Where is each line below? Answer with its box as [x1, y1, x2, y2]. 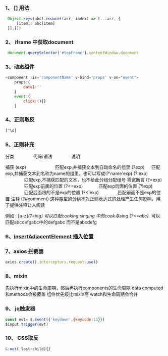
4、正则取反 [5, 116, 35, 123]
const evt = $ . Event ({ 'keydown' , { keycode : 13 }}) [5, 317, 105, 322]
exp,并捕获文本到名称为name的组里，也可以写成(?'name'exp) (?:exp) [5, 170, 148, 176]
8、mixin [5, 273, 28, 279]
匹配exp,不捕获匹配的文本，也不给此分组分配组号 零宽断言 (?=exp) [24, 176, 162, 183]
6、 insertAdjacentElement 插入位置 [5, 233, 94, 240]
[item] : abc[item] [16, 21, 55, 26]
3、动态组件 [5, 63, 35, 70]
